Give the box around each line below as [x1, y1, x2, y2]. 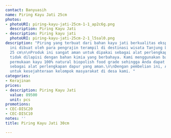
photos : [5, 17, 22, 22]
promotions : [5, 102, 31, 107]
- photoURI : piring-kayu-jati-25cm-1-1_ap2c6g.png [5, 21, 115, 27]
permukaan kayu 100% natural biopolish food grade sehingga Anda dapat [10, 59, 165, 64]
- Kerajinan [5, 78, 31, 83]
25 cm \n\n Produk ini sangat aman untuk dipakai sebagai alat [10, 50, 142, 55]
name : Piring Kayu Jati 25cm [5, 12, 67, 17]
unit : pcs [10, 97, 31, 102]
